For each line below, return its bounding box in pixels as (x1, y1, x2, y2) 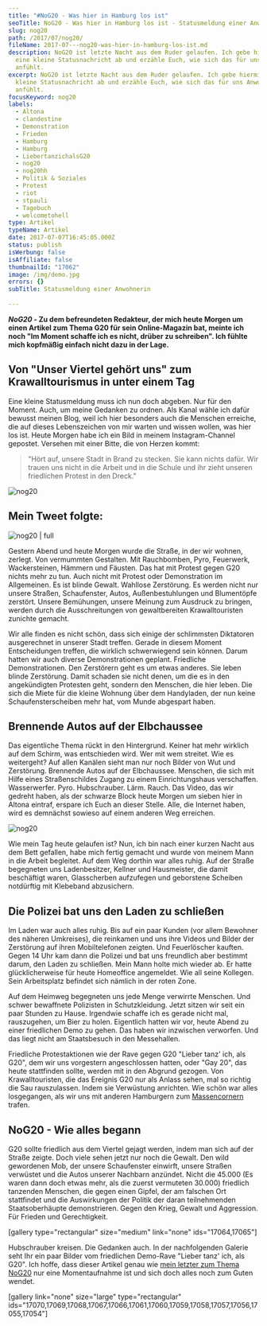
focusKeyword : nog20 (8, 93, 77, 101)
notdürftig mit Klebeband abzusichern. (8, 881, 135, 891)
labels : (8, 100, 34, 108)
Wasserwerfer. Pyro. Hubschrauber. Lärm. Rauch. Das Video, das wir (8, 783, 234, 792)
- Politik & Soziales (15, 174, 87, 183)
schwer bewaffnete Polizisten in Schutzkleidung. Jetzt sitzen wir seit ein (8, 1000, 245, 1010)
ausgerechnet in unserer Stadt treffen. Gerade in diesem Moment (8, 637, 222, 647)
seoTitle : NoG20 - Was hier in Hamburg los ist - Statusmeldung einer (8, 19, 247, 27)
